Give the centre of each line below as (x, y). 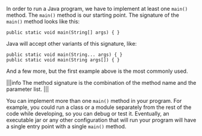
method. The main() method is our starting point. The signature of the (93, 15)
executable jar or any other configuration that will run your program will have (101, 120)
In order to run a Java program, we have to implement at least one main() (97, 9)
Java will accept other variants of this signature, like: (71, 44)
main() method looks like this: (43, 21)
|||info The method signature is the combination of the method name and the (101, 83)
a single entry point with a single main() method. (66, 126)
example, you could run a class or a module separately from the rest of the (99, 107)
